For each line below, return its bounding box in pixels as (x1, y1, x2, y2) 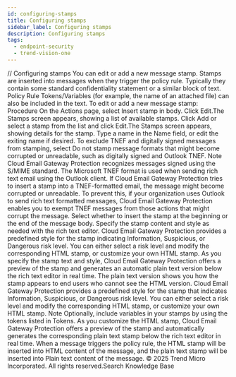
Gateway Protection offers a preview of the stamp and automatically (7, 324, 205, 333)
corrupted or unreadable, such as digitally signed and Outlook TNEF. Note (7, 151, 222, 160)
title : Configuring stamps (7, 17, 87, 24)
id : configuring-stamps (7, 10, 77, 18)
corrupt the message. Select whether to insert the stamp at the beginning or (7, 211, 228, 220)
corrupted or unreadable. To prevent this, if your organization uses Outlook (7, 188, 225, 198)
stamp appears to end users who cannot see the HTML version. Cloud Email (7, 279, 229, 287)
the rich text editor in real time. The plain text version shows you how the (7, 271, 218, 280)
